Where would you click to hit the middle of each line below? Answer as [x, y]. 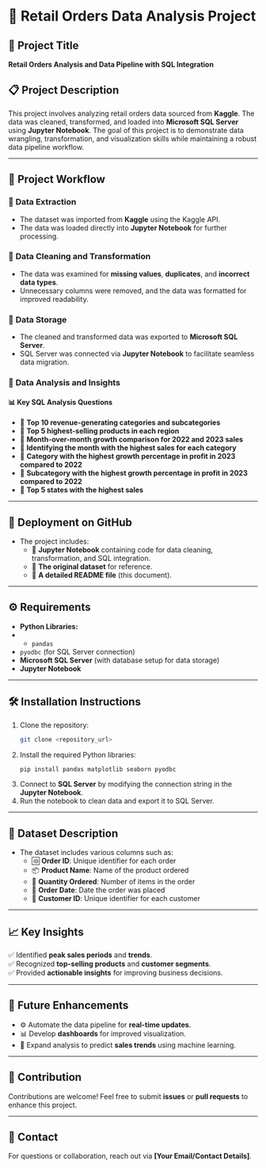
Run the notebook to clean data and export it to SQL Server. [117, 801]
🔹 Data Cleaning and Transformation [80, 257]
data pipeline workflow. [46, 147]
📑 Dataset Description [63, 833]
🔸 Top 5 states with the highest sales [82, 490]
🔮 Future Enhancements [68, 1006]
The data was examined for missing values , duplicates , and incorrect [135, 273]
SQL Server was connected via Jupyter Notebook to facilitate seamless [137, 354]
